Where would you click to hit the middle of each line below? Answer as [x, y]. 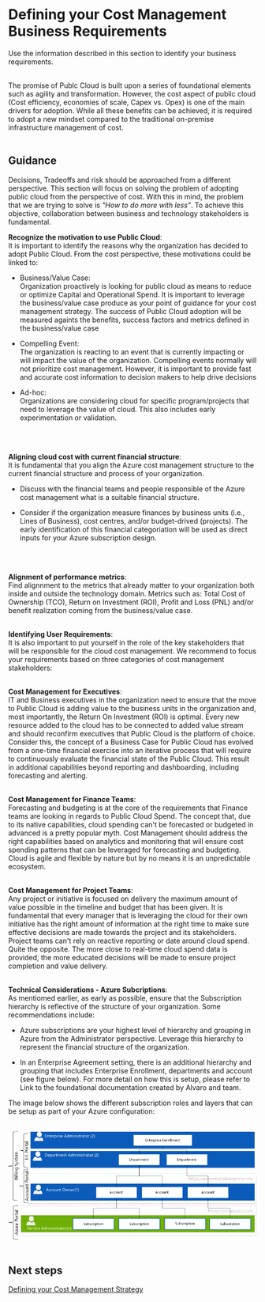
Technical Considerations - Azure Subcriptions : [88, 990]
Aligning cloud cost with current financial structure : [95, 456]
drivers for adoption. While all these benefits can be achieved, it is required [130, 110]
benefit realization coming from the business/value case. [101, 610]
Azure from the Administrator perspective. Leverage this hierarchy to [131, 1039]
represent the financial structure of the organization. [105, 1047]
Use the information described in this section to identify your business [122, 53]
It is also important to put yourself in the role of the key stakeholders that [126, 642]
